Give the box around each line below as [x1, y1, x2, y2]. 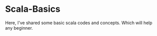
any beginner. [5, 25, 33, 31]
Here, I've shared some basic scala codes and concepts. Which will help [5, 20, 153, 26]
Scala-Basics [5, 3, 61, 15]
